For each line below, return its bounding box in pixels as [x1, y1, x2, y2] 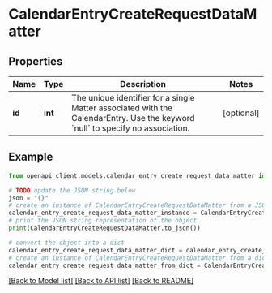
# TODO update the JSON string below [8, 186, 136, 195]
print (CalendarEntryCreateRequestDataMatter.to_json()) [8, 224, 201, 232]
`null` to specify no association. [71, 123, 190, 134]
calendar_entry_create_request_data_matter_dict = [8, 246, 183, 254]
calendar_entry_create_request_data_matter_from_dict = [8, 261, 201, 269]
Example [8, 150, 53, 164]
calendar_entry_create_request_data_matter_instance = [8, 209, 198, 218]
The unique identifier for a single [71, 93, 196, 103]
